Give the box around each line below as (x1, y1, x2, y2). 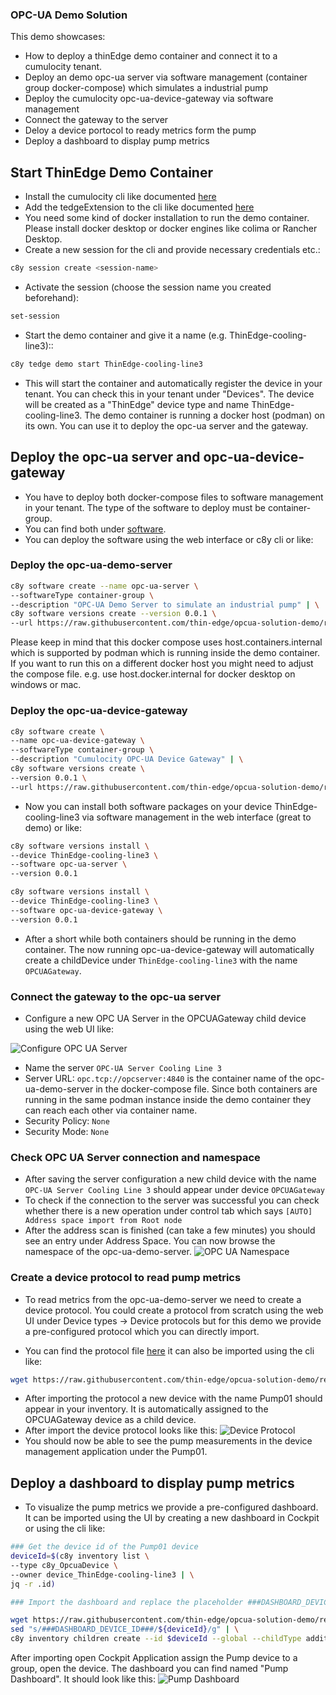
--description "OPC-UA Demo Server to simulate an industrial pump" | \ (10, 599, 320, 610)
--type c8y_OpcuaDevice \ (10, 1560, 118, 1570)
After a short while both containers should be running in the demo (24, 933, 297, 945)
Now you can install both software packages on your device (24, 800, 273, 812)
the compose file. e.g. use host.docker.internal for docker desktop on (10, 668, 296, 680)
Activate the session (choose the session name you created (24, 281, 272, 293)
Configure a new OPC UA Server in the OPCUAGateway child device (24, 1012, 307, 1024)
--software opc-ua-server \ (10, 859, 128, 870)
